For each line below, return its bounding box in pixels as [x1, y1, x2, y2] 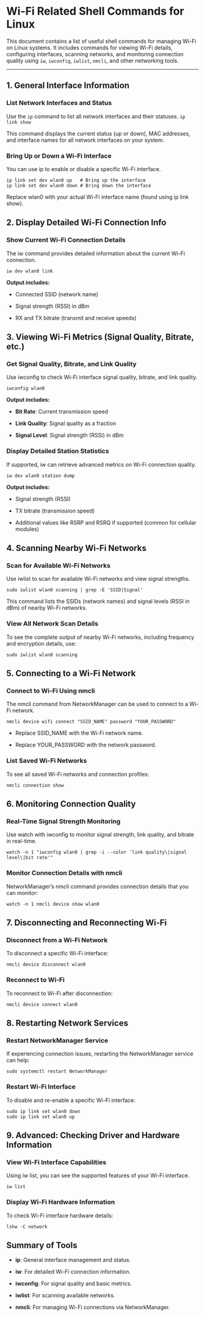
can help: [6, 1057, 30, 1064]
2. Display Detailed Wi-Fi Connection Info [6, 217, 167, 228]
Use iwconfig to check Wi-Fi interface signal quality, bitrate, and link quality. [6, 374, 198, 381]
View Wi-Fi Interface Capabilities [6, 1158, 107, 1166]
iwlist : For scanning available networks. [15, 1292, 115, 1299]
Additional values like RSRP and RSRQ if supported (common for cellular [15, 519, 196, 526]
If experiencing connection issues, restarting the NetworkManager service [6, 1050, 193, 1057]
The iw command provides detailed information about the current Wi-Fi [6, 249, 185, 257]
